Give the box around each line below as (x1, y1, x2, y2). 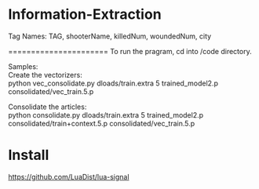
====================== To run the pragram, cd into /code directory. (8, 46, 253, 56)
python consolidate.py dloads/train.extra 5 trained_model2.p (8, 110, 204, 119)
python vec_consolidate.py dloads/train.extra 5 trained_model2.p (8, 78, 218, 88)
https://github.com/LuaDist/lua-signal (8, 172, 129, 181)
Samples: (8, 61, 38, 71)
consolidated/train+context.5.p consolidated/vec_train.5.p (8, 118, 195, 128)
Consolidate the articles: (8, 102, 87, 111)
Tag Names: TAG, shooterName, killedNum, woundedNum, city (8, 31, 212, 41)
